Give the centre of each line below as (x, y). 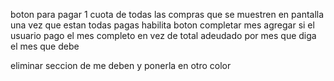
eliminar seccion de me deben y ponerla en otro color (121, 65)
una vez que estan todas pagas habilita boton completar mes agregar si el (162, 25)
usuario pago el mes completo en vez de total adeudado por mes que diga (163, 35)
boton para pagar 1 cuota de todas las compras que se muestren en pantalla (167, 14)
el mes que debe (45, 46)
